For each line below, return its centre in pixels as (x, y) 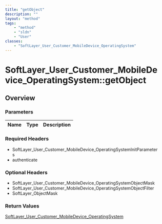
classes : (14, 41)
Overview (20, 98)
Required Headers (27, 139)
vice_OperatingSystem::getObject (76, 80)
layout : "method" (23, 19)
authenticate (25, 160)
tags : (10, 23)
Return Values (22, 206)
